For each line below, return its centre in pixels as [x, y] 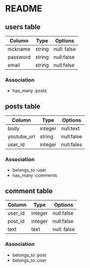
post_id [16, 222]
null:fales [72, 145]
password [19, 57]
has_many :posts [29, 91]
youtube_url [22, 136]
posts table [23, 106]
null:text [70, 129]
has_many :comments [35, 176]
